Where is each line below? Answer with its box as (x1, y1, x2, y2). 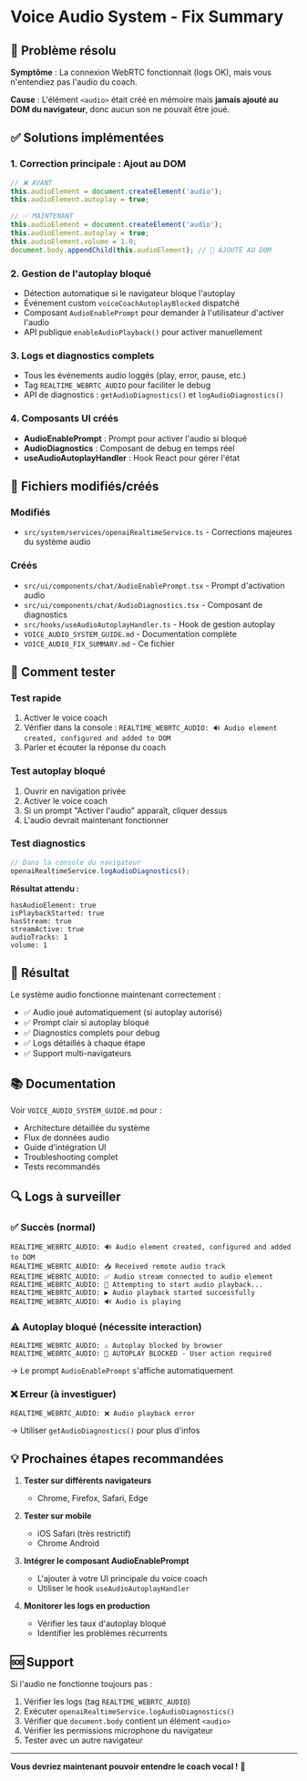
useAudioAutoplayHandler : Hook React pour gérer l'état (23, 452, 240, 463)
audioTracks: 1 (10, 932, 68, 942)
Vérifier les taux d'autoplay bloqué (36, 1618, 167, 1629)
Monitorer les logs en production (23, 1601, 151, 1611)
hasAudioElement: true (10, 901, 97, 910)
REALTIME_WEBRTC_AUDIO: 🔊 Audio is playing (10, 1297, 181, 1306)
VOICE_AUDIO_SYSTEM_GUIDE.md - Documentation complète (23, 628, 238, 639)
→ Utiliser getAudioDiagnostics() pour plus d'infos (10, 1425, 200, 1436)
